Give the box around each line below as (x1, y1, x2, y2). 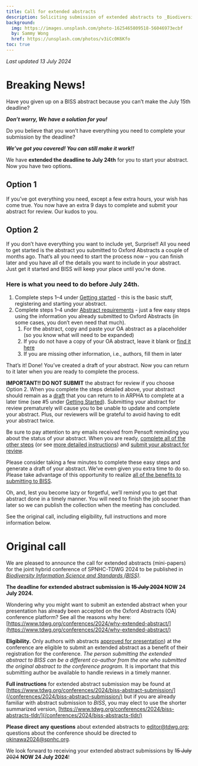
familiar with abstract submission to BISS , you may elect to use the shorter (6, 699, 187, 706)
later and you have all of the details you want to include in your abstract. (6, 259, 181, 266)
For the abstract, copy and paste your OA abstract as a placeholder (23, 325, 187, 332)
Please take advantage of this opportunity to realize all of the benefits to (6, 471, 181, 478)
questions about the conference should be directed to (6, 729, 137, 736)
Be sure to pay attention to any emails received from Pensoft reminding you (6, 428, 190, 436)
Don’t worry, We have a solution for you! (6, 116, 108, 123)
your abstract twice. (6, 417, 55, 424)
